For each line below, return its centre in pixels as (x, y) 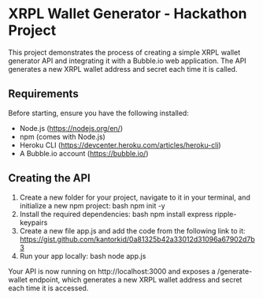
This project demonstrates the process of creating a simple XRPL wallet (124, 52)
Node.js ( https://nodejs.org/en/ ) (71, 128)
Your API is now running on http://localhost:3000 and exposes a (112, 271)
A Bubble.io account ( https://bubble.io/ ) (84, 153)
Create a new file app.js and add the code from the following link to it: (132, 230)
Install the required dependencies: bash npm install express (116, 214)
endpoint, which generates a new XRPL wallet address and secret (135, 279)
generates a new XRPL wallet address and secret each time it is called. (123, 69)
